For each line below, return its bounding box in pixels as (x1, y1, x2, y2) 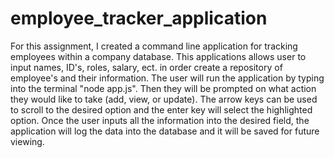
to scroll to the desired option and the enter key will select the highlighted (10, 103, 313, 116)
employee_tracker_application (10, 7, 268, 30)
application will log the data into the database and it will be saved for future (10, 125, 320, 137)
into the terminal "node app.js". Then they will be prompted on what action (10, 82, 317, 94)
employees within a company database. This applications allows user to (10, 50, 307, 62)
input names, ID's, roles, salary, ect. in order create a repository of (10, 61, 283, 73)
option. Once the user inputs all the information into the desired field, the (10, 114, 310, 126)
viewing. (10, 135, 45, 147)
